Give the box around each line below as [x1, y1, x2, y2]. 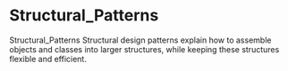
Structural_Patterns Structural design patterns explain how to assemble [9, 35, 272, 45]
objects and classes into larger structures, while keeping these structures [9, 43, 280, 54]
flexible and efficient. [9, 53, 87, 64]
